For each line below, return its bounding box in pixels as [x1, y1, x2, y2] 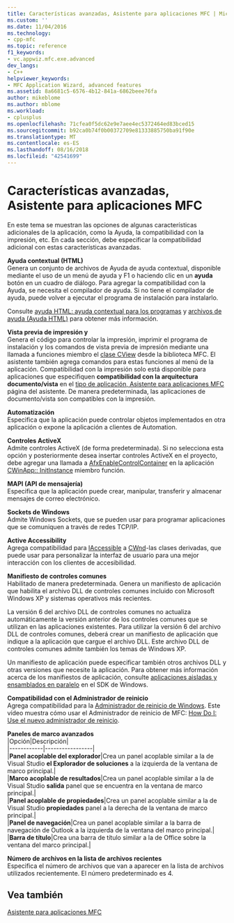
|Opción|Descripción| [7, 737, 69, 745]
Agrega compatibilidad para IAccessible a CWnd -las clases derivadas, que [7, 543, 221, 551]
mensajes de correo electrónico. [7, 494, 100, 503]
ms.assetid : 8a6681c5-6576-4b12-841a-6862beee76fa [7, 88, 157, 95]
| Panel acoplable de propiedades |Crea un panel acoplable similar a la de [7, 796, 217, 804]
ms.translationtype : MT [7, 133, 77, 140]
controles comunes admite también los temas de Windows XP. [7, 644, 187, 653]
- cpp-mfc [7, 36, 36, 43]
